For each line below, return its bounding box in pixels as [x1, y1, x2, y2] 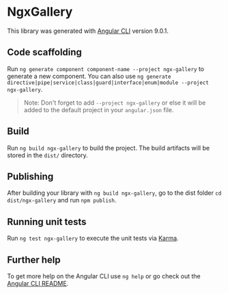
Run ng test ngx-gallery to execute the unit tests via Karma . [7, 234, 179, 243]
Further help [7, 254, 61, 265]
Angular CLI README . [7, 280, 69, 287]
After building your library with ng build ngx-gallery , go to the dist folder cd [7, 189, 222, 197]
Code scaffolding [7, 46, 82, 58]
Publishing [7, 170, 54, 182]
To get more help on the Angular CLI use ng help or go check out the [7, 272, 201, 280]
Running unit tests [7, 216, 87, 228]
